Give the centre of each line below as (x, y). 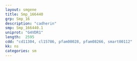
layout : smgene (21, 10)
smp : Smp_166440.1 (24, 28)
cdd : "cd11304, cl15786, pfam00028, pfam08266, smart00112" (69, 42)
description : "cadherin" (31, 23)
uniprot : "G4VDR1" (24, 32)
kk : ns (12, 46)
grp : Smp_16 (17, 19)
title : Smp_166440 (24, 14)
